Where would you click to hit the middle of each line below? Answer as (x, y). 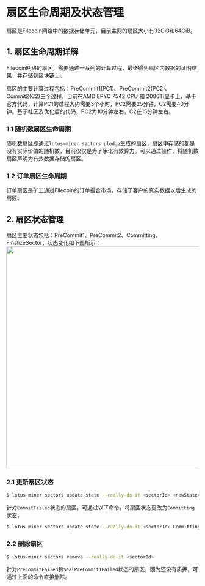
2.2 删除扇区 (25, 544)
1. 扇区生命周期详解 (42, 52)
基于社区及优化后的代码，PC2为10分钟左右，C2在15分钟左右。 (95, 111)
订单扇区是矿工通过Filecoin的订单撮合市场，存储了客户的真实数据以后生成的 (102, 190)
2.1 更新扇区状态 (30, 483)
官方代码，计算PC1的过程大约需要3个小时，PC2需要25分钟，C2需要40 (95, 103)
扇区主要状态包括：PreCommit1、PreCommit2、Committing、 (84, 235)
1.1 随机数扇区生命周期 (39, 129)
